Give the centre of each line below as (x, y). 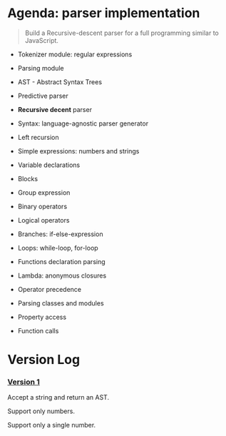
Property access (42, 317)
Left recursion (38, 137)
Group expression (44, 192)
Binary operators (42, 206)
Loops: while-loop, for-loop (58, 248)
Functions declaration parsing (61, 261)
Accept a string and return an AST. (58, 397)
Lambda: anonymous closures (62, 275)
